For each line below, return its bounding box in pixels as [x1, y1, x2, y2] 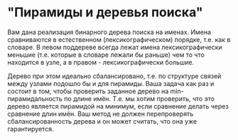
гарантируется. [7, 124, 54, 133]
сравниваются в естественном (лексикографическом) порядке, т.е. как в [7, 35, 231, 43]
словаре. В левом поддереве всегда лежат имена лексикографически [7, 43, 222, 51]
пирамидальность [7, 94, 63, 103]
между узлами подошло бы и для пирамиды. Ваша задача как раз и [7, 79, 215, 87]
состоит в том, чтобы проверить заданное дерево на [7, 87, 169, 95]
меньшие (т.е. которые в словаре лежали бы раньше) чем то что [7, 50, 205, 59]
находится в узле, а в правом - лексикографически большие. [7, 58, 194, 66]
